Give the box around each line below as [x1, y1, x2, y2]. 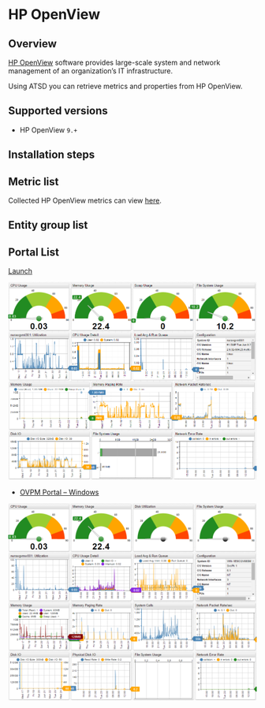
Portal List [8, 245, 59, 259]
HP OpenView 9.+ [19, 125, 77, 135]
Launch [8, 266, 33, 276]
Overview [8, 37, 58, 50]
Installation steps [8, 148, 95, 162]
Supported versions [8, 104, 108, 117]
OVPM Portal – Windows [19, 487, 99, 497]
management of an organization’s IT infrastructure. [8, 66, 174, 76]
